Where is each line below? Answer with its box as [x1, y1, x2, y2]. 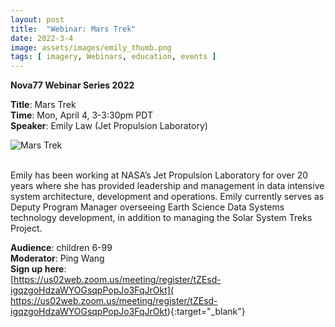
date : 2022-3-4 [10, 33, 74, 43]
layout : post [10, 14, 65, 25]
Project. [10, 222, 43, 235]
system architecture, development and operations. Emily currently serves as [10, 191, 325, 203]
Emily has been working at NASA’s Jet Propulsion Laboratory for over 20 [10, 169, 309, 181]
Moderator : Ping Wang [10, 252, 105, 265]
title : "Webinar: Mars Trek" [10, 24, 137, 34]
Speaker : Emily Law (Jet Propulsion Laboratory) [10, 120, 208, 132]
